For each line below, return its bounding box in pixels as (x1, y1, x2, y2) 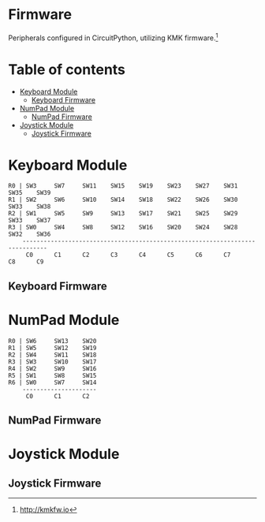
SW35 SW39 (8, 189, 51, 197)
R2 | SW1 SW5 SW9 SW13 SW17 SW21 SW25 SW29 (8, 210, 238, 218)
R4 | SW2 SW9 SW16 (8, 364, 97, 372)
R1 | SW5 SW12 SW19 (8, 344, 97, 352)
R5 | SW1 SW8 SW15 (8, 371, 97, 379)
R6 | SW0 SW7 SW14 (8, 378, 97, 386)
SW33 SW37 (8, 217, 51, 225)
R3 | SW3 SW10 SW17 (8, 357, 97, 366)
